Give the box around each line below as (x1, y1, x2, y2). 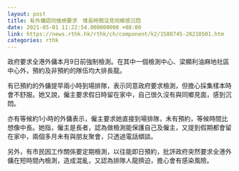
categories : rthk (7, 37, 59, 44)
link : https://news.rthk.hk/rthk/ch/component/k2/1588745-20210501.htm (7, 30, 224, 38)
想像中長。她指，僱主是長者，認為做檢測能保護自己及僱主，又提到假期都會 (7, 123, 225, 132)
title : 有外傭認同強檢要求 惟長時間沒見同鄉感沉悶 (7, 17, 141, 24)
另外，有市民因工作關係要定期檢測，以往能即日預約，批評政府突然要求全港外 (7, 147, 232, 156)
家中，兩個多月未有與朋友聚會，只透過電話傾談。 (13, 133, 157, 141)
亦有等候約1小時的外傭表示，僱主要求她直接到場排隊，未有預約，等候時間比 (7, 115, 228, 123)
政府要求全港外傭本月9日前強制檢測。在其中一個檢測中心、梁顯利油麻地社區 (7, 58, 230, 66)
